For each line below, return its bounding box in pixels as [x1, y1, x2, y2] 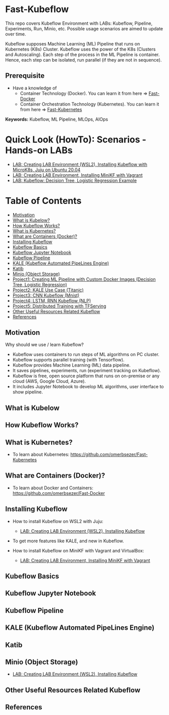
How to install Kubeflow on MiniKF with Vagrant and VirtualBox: [12, 547, 144, 553]
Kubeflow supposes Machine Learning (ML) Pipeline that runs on [5, 40, 140, 46]
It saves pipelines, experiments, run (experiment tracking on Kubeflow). [12, 368, 161, 374]
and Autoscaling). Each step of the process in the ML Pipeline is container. [5, 52, 160, 58]
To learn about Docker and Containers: [12, 485, 93, 491]
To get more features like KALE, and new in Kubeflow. [12, 538, 125, 544]
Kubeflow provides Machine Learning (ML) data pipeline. [12, 362, 131, 368]
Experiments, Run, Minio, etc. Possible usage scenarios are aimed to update [5, 25, 163, 31]
